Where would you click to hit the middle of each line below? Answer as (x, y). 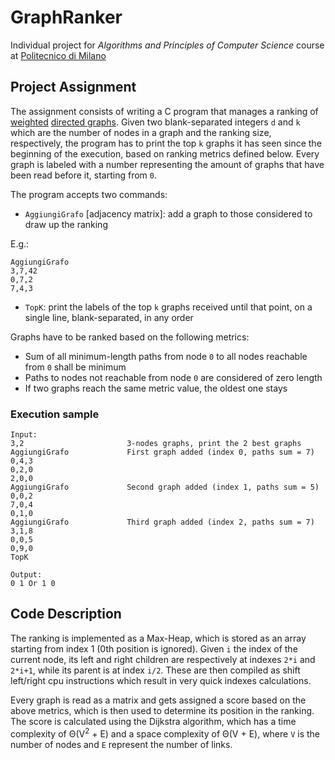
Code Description (66, 614)
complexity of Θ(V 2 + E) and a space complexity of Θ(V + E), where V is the (165, 733)
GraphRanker (66, 17)
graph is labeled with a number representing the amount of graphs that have (167, 164)
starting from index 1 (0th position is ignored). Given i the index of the (154, 648)
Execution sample (55, 414)
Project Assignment (73, 87)
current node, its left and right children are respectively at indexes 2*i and (163, 659)
